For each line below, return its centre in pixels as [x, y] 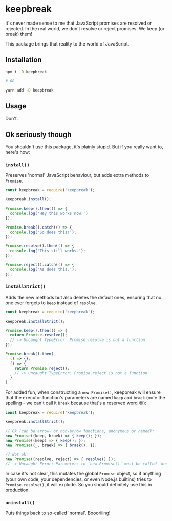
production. [17, 490]
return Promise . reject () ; [42, 368]
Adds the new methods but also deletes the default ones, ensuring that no [83, 297]
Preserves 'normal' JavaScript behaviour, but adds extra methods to [77, 175]
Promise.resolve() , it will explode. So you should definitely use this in [79, 485]
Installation [24, 60]
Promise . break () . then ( [29, 354]
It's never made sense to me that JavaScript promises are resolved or [79, 23]
